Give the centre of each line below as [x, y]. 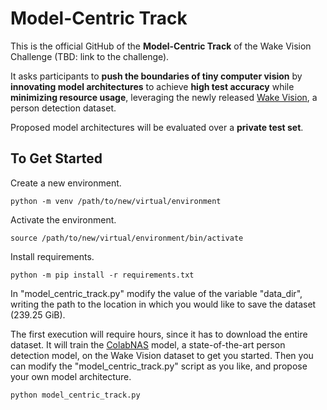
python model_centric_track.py [75, 395]
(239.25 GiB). [38, 314]
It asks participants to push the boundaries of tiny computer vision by [156, 76]
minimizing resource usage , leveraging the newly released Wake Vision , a [164, 97]
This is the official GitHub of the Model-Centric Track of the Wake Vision [161, 46]
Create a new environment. [66, 183]
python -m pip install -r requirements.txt [102, 275]
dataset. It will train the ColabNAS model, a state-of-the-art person [148, 344]
